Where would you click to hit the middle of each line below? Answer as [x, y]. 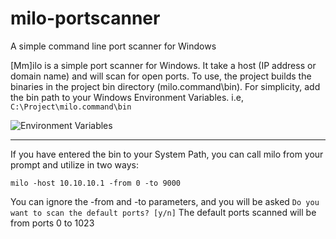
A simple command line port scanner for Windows [113, 46]
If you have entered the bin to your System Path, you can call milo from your [167, 154]
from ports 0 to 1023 [52, 223]
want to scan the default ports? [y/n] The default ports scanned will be [163, 212]
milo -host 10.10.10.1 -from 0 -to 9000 [96, 183]
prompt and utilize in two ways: [74, 164]
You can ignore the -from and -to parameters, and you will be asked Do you [165, 201]
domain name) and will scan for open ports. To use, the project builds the [161, 76]
